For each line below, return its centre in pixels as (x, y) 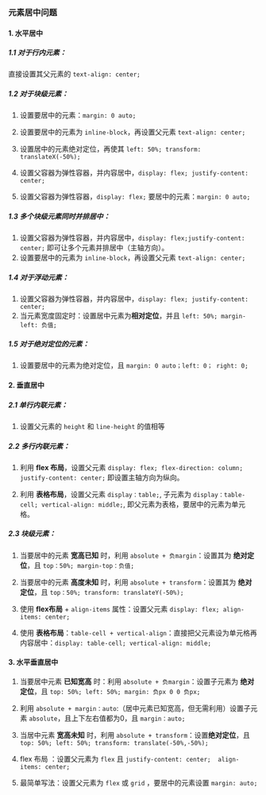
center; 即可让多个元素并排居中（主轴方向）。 (94, 248)
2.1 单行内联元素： (38, 405)
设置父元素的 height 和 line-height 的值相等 (92, 426)
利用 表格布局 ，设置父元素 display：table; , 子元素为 (106, 494)
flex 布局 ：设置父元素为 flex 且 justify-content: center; (115, 759)
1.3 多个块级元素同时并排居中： (59, 217)
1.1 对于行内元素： (37, 52)
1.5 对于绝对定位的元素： (49, 344)
